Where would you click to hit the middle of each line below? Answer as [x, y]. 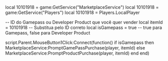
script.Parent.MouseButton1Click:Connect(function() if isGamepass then [80, 42]
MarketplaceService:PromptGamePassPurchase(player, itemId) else [75, 48]
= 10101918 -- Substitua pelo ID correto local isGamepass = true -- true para [83, 27]
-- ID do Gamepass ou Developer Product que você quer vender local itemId [84, 22]
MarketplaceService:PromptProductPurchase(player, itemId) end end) [77, 53]
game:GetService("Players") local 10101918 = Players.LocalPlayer [72, 12]
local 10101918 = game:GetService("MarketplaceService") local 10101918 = [82, 7]
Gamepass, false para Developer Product [48, 33]
